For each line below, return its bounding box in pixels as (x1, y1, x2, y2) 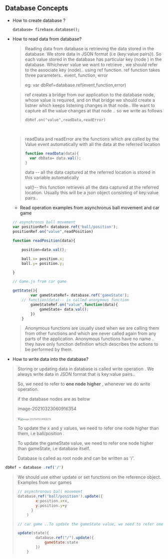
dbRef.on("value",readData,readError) (24, 117, 106, 122)
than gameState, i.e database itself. (17, 446, 90, 452)
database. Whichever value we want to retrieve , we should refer (24, 61, 158, 67)
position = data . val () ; (21, 247, 66, 252)
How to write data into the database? (12, 356, 88, 362)
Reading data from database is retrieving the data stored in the (24, 45, 154, 52)
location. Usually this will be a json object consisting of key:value (24, 190, 159, 196)
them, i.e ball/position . (17, 431, 65, 437)
